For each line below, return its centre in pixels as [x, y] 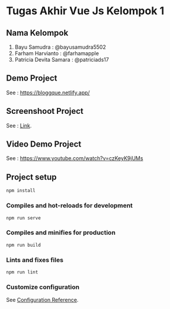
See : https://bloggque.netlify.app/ [48, 93]
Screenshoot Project [45, 111]
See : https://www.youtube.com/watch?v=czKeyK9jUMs [75, 158]
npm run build [24, 245]
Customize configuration [43, 287]
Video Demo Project [44, 144]
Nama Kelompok [37, 33]
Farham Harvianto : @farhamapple [57, 53]
